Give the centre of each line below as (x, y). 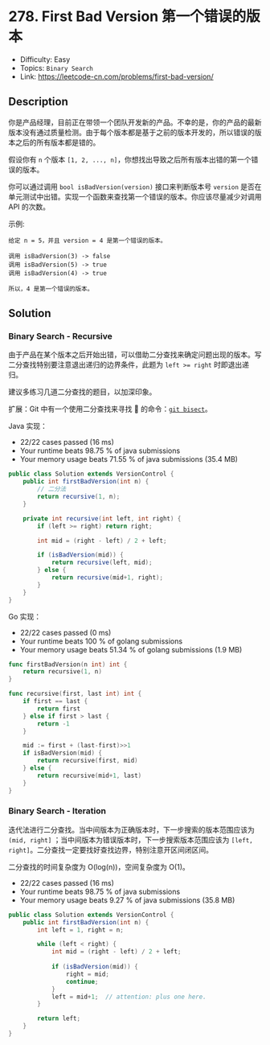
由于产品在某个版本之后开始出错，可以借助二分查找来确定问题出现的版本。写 (135, 355)
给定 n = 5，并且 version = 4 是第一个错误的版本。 (88, 241)
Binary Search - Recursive (60, 336)
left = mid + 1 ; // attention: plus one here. (129, 997)
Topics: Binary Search (57, 68)
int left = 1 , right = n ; (81, 930)
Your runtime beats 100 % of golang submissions (101, 641)
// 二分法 (52, 489)
